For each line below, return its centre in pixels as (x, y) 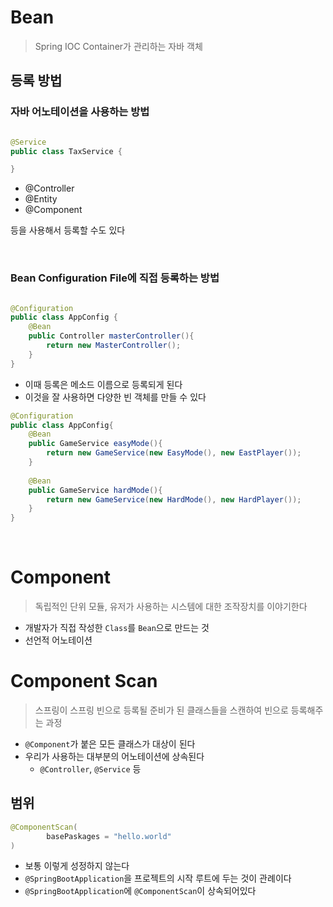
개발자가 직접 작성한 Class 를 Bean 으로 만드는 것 (117, 628)
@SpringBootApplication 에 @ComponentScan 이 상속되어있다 (140, 891)
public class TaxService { (66, 151)
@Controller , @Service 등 (90, 769)
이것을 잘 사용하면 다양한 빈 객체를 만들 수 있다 (115, 397)
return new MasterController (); (114, 346)
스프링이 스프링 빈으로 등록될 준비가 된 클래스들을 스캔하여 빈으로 (161, 710)
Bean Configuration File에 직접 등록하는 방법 (115, 278)
